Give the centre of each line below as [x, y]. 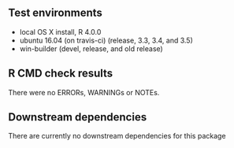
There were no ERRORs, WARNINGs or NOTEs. [84, 92]
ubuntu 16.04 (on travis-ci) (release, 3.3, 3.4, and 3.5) [106, 40]
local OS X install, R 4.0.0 [60, 31]
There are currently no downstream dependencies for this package [117, 136]
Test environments [55, 13]
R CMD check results [61, 74]
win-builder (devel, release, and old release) [91, 48]
